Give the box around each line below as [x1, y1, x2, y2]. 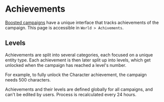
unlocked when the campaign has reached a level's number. [5, 62, 126, 68]
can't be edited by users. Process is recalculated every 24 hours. [5, 91, 137, 97]
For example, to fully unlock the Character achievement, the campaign [5, 72, 147, 78]
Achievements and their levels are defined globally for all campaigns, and [5, 86, 153, 92]
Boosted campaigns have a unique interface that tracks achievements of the [5, 20, 159, 25]
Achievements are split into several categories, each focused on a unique [5, 52, 153, 58]
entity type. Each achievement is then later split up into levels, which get [5, 57, 151, 63]
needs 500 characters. [5, 77, 51, 82]
